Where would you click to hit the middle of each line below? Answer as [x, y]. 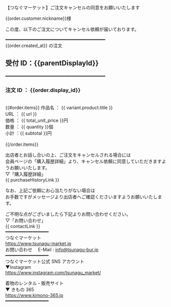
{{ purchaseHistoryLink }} [33, 180]
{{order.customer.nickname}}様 [38, 18]
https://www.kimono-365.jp [34, 295]
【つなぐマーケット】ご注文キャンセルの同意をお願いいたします [72, 7]
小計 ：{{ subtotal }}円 [29, 133]
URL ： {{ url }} [21, 114]
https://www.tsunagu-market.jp [38, 244]
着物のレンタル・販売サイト [35, 283]
